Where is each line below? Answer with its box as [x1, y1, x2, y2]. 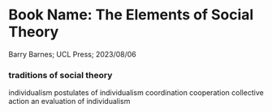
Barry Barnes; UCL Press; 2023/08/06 [8, 49, 136, 59]
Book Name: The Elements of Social [8, 6, 254, 24]
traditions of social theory [8, 69, 113, 81]
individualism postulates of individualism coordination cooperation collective [8, 88, 264, 97]
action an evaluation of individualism [8, 97, 131, 106]
